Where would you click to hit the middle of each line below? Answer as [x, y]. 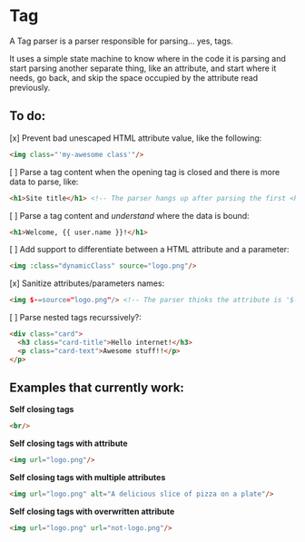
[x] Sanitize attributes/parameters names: [87, 283]
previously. [30, 87]
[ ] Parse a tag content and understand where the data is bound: [129, 215]
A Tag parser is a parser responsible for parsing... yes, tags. [121, 41]
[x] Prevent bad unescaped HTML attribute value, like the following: [136, 138]
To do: [28, 116]
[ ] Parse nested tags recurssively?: [76, 318]
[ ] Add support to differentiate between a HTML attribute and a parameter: [149, 250]
